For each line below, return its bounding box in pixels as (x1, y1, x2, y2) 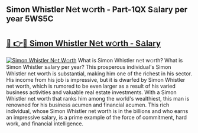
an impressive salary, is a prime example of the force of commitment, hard (6, 114, 187, 121)
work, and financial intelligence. (6, 120, 84, 127)
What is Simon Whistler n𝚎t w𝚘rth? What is (77, 57, 183, 64)
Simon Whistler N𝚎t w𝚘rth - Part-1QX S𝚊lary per (6, 5, 188, 15)
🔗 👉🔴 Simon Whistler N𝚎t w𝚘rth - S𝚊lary (6, 38, 161, 48)
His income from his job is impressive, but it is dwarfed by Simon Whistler (6, 77, 186, 83)
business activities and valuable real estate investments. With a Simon (6, 89, 177, 96)
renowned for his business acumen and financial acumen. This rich (6, 101, 170, 108)
